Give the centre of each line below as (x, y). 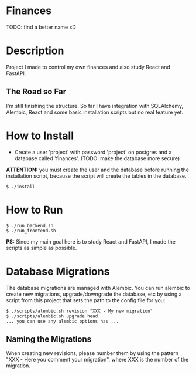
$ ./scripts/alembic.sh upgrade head (52, 316)
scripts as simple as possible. (42, 248)
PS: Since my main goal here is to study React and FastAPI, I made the (91, 241)
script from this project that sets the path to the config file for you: (86, 300)
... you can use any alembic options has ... (62, 321)
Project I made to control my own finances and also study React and (88, 67)
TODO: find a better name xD (41, 27)
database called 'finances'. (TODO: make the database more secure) (97, 158)
